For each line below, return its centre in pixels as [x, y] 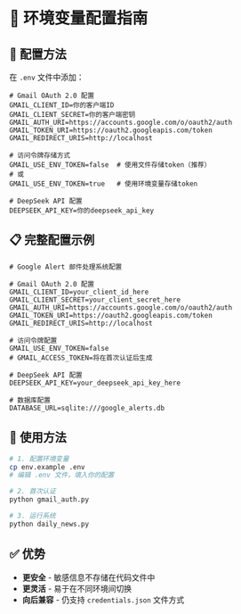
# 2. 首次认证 [32, 492]
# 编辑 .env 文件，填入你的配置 [62, 475]
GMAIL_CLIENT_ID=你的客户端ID [62, 105]
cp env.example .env [48, 467]
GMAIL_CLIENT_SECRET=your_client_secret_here [95, 300]
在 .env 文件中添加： [47, 77]
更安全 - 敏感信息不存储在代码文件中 [88, 577]
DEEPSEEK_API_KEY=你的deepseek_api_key [82, 211]
